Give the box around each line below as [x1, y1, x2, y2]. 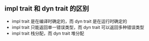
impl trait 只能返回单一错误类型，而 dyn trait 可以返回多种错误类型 [11, 24, 145, 30]
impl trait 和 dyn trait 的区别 [4, 4, 89, 13]
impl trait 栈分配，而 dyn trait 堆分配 [11, 30, 84, 36]
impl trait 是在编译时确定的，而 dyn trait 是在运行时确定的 [11, 18, 127, 24]
